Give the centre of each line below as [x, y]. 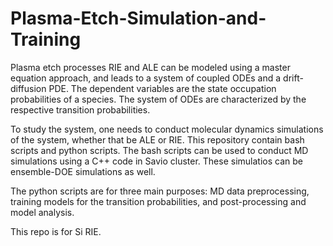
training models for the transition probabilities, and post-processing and [158, 201]
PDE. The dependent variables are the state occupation [162, 88]
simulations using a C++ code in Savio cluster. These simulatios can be [156, 161]
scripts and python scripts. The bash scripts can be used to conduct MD [159, 150]
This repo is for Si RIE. [56, 231]
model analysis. [42, 212]
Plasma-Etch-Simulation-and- [138, 18]
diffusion [28, 88]
